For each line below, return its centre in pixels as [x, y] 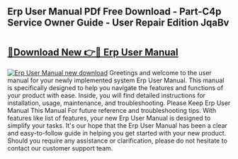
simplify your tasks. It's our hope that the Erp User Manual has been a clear [118, 126]
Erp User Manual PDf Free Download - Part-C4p [114, 12]
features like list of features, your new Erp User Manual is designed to [109, 118]
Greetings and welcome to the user [161, 73]
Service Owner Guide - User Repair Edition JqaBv [118, 23]
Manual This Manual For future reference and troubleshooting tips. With [112, 110]
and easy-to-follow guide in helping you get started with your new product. [117, 133]
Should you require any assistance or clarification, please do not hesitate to [118, 141]
